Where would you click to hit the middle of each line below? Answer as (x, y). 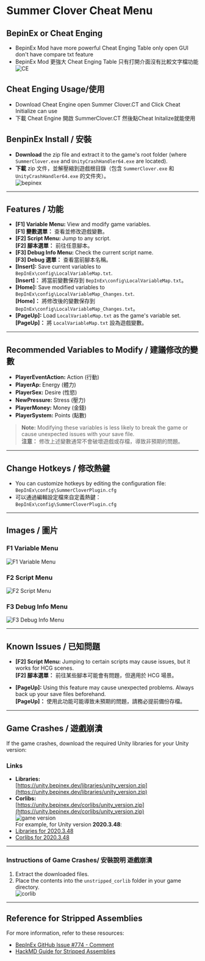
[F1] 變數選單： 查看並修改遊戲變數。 (61, 232)
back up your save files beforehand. (60, 694)
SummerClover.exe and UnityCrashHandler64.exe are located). (91, 161)
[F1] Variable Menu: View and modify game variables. (83, 224)
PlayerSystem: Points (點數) (51, 415)
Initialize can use (36, 111)
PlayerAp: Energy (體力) (45, 385)
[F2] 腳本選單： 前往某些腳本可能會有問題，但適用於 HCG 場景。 (96, 675)
